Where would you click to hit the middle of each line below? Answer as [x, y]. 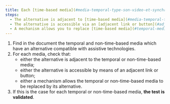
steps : [12, 15]
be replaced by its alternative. [51, 86]
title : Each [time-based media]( [40, 10]
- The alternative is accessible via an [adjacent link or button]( [83, 24]
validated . [23, 97]
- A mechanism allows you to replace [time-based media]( [72, 29]
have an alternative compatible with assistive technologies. [74, 49]
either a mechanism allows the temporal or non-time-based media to [92, 81]
